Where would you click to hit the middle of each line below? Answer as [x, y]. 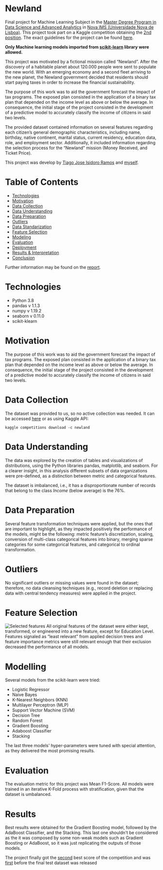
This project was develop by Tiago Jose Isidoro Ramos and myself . [72, 162]
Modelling [26, 667]
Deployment [24, 247]
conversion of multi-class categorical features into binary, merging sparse [79, 539]
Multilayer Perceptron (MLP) [40, 705]
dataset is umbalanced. [28, 794]
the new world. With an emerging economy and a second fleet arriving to [78, 72]
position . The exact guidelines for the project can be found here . [69, 38]
